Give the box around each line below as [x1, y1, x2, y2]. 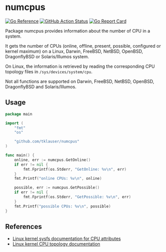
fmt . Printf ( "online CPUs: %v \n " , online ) [14, 176, 102, 181]
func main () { [5, 153, 35, 158]
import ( [5, 120, 24, 125]
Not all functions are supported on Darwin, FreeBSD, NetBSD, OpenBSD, [5, 78, 154, 84]
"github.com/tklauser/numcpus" [14, 139, 80, 144]
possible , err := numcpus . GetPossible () [14, 185, 100, 190]
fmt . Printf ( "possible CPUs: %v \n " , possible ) [14, 204, 111, 209]
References [5, 222, 42, 231]
